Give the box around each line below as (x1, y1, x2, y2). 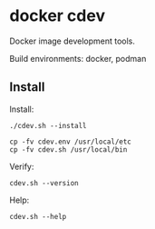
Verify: (9, 161, 34, 172)
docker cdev (9, 5, 106, 26)
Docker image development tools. (9, 35, 136, 46)
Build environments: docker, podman (9, 53, 147, 64)
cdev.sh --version (9, 178, 79, 187)
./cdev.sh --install (9, 121, 88, 130)
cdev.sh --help (9, 212, 67, 221)
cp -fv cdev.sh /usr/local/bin (9, 144, 128, 154)
